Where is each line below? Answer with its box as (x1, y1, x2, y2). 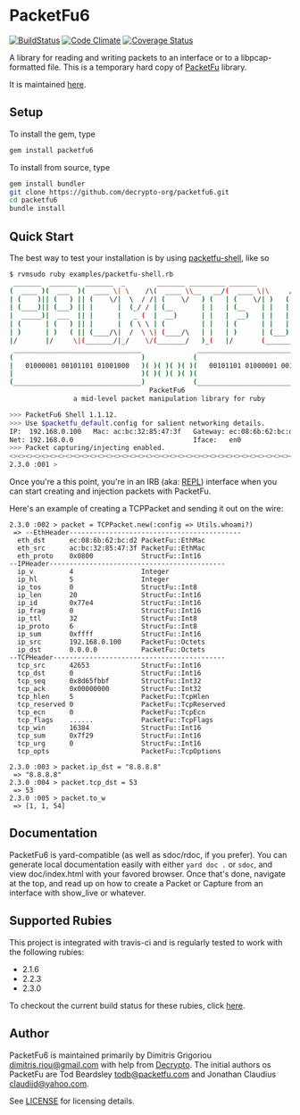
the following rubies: (9, 946, 85, 957)
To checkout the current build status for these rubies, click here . (9, 1000, 246, 1011)
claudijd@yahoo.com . (9, 1078, 89, 1089)
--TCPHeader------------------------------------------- (9, 653, 226, 662)
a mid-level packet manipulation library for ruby (72, 395, 266, 404)
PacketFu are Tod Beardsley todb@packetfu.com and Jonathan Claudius (9, 1069, 277, 1079)
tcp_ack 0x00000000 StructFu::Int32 (17, 685, 202, 694)
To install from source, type (9, 162, 111, 172)
